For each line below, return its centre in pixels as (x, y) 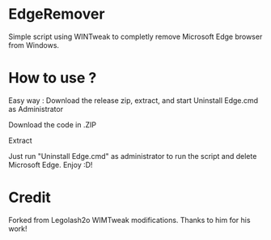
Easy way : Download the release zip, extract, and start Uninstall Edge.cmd (133, 100)
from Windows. (34, 45)
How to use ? (53, 78)
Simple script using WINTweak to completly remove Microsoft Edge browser (135, 36)
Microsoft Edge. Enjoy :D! (51, 165)
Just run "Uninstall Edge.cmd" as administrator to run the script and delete (133, 156)
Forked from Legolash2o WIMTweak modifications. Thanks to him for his (129, 220)
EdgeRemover (57, 14)
